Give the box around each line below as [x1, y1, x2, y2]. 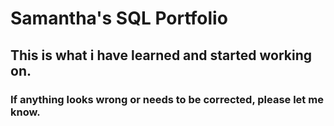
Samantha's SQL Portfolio [10, 7, 228, 30]
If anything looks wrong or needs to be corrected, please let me [10, 92, 324, 106]
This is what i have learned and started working [10, 47, 313, 64]
